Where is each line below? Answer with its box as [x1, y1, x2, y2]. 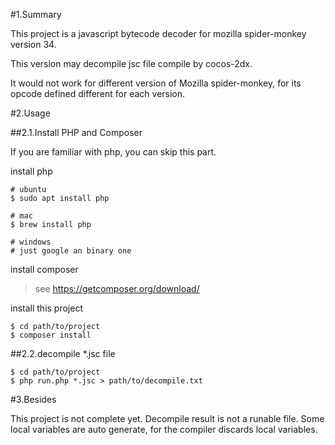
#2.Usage [10, 107, 51, 119]
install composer [10, 264, 79, 275]
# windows [10, 237, 52, 247]
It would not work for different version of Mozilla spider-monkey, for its [10, 77, 302, 89]
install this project [10, 302, 83, 314]
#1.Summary [10, 9, 62, 20]
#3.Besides [10, 394, 57, 405]
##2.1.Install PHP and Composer [10, 127, 143, 138]
